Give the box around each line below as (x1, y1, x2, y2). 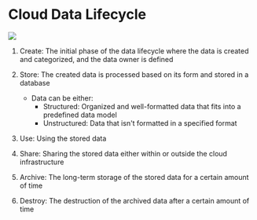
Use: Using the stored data (19, 134, 107, 143)
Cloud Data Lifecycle (8, 5, 147, 24)
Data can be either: (31, 93, 94, 103)
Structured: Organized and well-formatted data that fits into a (42, 101, 241, 111)
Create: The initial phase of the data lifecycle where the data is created (19, 46, 249, 56)
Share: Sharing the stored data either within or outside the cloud (19, 148, 228, 158)
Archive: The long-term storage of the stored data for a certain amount (19, 172, 249, 181)
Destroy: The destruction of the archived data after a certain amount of (19, 196, 250, 205)
